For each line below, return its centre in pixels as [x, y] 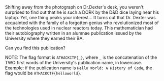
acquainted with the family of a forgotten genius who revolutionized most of [82, 23]
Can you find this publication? [35, 48]
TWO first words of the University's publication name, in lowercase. [74, 63]
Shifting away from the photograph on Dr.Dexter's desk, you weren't [74, 7]
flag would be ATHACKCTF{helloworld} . [43, 73]
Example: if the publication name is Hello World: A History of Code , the [79, 68]
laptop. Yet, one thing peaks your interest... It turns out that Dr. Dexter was [81, 17]
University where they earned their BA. [45, 38]
